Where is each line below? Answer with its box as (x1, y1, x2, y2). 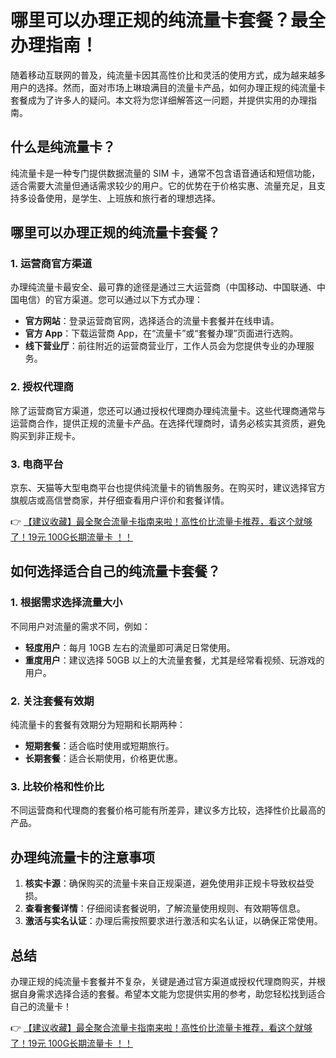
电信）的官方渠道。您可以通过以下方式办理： (18, 294, 203, 306)
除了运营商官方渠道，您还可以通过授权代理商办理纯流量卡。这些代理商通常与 (10, 404, 326, 416)
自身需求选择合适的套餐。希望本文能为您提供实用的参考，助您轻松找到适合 (18, 987, 326, 1000)
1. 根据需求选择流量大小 (10, 596, 123, 610)
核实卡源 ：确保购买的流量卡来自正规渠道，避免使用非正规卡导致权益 (24, 877, 306, 890)
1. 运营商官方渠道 (10, 257, 93, 271)
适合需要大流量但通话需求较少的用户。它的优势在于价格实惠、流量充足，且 (10, 179, 317, 191)
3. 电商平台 (10, 457, 64, 471)
